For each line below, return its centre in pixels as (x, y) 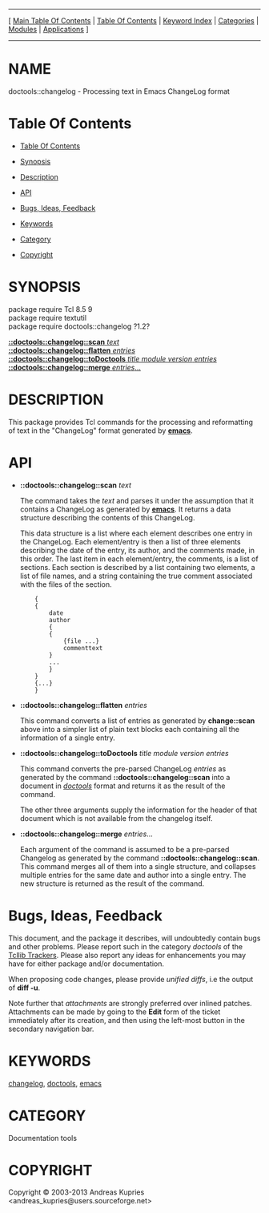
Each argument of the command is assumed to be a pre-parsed (124, 849)
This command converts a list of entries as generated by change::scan (137, 720)
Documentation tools (43, 1138)
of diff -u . (24, 988)
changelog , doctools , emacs (55, 1083)
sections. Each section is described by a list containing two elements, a (137, 567)
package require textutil (47, 317)
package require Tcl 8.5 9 (50, 309)
